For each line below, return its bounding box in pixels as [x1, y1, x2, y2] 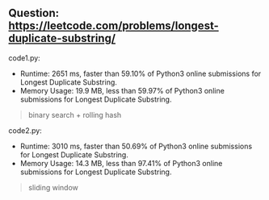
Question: [8, 6, 60, 20]
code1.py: [8, 52, 40, 63]
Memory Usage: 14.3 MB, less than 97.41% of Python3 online [19, 158, 223, 168]
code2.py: [8, 125, 42, 135]
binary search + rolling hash [27, 110, 122, 119]
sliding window [27, 182, 79, 192]
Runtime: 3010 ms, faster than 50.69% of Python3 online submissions [19, 141, 253, 151]
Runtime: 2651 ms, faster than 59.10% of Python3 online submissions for [19, 69, 262, 78]
